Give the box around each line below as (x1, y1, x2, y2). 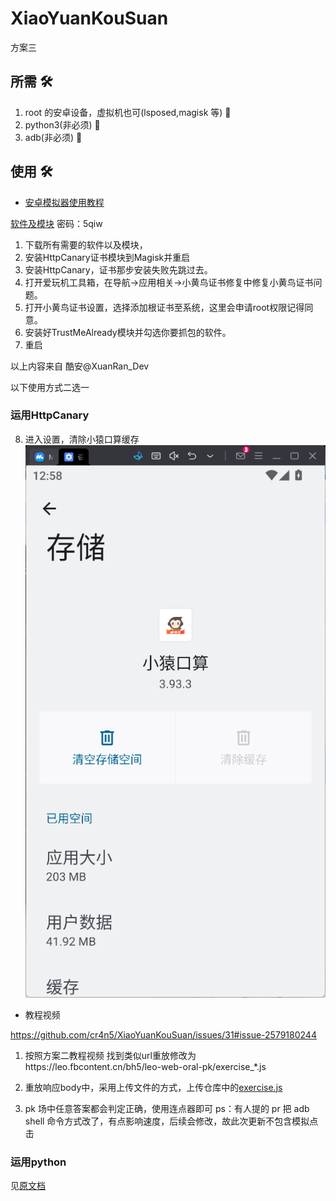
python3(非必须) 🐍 (24, 118, 101, 131)
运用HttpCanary (10, 408, 90, 422)
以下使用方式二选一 (10, 381, 90, 393)
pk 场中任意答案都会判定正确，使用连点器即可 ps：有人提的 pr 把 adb (24, 1102, 310, 1114)
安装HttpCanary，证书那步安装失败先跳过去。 (24, 263, 213, 276)
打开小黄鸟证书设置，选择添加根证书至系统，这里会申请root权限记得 (24, 301, 305, 313)
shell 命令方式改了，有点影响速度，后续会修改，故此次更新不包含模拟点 (24, 1115, 319, 1127)
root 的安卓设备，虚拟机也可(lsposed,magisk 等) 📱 (24, 106, 232, 118)
